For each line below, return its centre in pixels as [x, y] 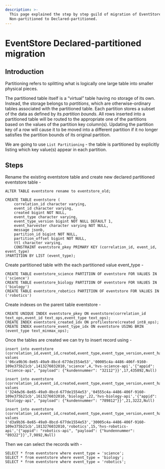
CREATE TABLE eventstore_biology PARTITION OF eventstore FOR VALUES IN [81, 283]
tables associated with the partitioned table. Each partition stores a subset [80, 109]
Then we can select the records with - [44, 444]
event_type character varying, [46, 217]
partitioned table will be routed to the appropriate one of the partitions [76, 119]
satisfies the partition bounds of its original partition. [58, 135]
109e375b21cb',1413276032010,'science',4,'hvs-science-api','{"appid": [80, 366]
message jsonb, [29, 230]
